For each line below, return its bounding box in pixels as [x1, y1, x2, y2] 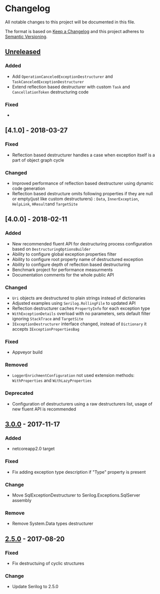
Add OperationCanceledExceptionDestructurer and [12, 74, 113, 79]
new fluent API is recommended [12, 406, 77, 412]
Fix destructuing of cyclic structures [12, 560, 84, 566]
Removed [5, 361, 28, 368]
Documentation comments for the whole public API [12, 272, 114, 278]
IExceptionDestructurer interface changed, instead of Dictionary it [12, 321, 147, 327]
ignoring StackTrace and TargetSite [12, 316, 83, 321]
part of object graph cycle [12, 157, 64, 163]
